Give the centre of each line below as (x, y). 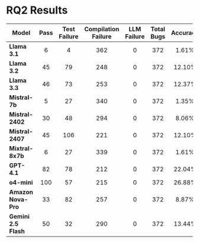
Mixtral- (21, 148)
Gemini (19, 216)
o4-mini (21, 182)
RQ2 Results (37, 10)
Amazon (21, 192)
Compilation (102, 29)
